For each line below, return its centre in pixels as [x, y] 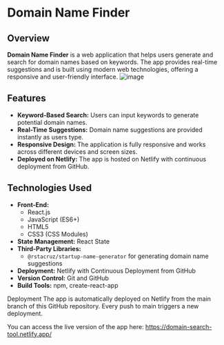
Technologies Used [49, 188]
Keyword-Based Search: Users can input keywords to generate [108, 115]
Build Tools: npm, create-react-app [68, 285]
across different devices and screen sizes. [77, 151]
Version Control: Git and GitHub [63, 278]
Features [27, 98]
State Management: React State [63, 241]
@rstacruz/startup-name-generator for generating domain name [118, 256]
